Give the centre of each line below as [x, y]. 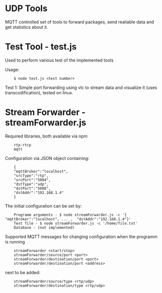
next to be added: [23, 272]
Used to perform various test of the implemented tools [59, 60]
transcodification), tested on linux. [39, 92]
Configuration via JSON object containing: [47, 158]
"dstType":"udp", [31, 184]
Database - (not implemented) [44, 227]
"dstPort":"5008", [32, 188]
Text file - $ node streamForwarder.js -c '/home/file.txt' [76, 223]
